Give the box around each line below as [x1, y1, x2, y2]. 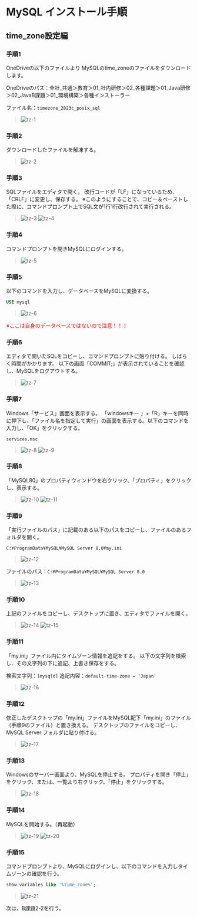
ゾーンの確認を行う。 [11, 870, 63, 877]
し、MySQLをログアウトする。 [6, 367, 81, 374]
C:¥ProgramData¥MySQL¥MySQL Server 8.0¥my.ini [6, 545, 122, 551]
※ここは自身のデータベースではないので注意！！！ [6, 322, 128, 329]
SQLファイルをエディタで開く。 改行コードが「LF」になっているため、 [6, 188, 178, 195]
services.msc [6, 436, 38, 442]
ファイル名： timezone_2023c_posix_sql [6, 104, 101, 111]
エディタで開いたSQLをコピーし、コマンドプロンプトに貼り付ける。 [6, 353, 171, 360]
